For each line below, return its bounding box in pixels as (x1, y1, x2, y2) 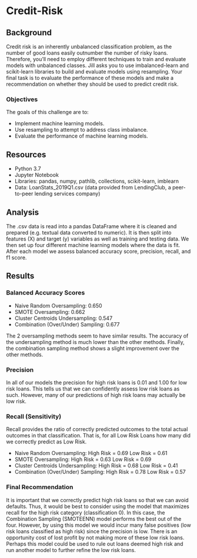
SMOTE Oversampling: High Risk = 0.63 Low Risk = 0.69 (14, 456, 152, 463)
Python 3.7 (14, 165, 41, 172)
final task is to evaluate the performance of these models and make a (6, 75, 174, 81)
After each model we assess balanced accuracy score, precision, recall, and (6, 248, 191, 255)
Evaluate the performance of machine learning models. (14, 132, 148, 139)
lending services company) (34, 190, 101, 198)
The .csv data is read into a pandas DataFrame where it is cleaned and (6, 222, 177, 230)
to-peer (14, 190, 34, 198)
